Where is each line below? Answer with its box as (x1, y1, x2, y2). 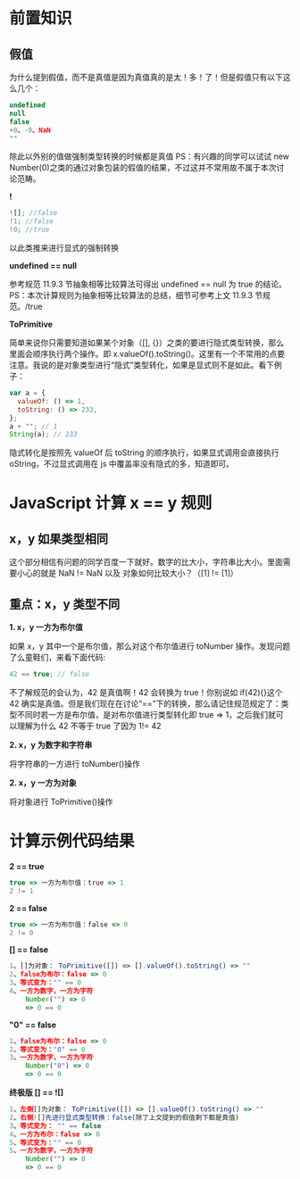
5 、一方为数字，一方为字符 (9, 1146, 94, 1156)
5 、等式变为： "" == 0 (9, 1138, 82, 1147)
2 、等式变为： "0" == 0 (9, 1045, 86, 1054)
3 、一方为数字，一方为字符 (9, 1053, 94, 1062)
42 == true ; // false (9, 670, 90, 679)
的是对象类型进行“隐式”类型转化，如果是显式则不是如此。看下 (47, 360, 275, 370)
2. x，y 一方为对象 (9, 777, 78, 788)
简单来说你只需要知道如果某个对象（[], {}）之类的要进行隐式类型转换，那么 (9, 337, 285, 348)
